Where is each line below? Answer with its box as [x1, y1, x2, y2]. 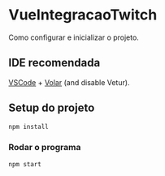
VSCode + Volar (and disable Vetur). [8, 77, 130, 87]
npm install [8, 122, 49, 131]
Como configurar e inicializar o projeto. [8, 32, 140, 42]
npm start [8, 160, 42, 168]
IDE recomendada [8, 56, 101, 70]
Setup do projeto [8, 101, 95, 115]
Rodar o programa [8, 142, 81, 153]
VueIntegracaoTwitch [8, 6, 158, 24]
